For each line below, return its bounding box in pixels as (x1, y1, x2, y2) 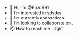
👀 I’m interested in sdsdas (9, 10, 62, 16)
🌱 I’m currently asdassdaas (9, 15, 64, 20)
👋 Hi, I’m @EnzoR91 (9, 5, 49, 10)
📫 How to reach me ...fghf (9, 26, 63, 31)
